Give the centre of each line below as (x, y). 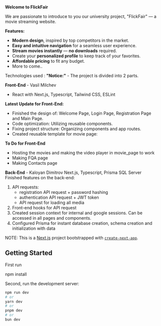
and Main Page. (28, 118)
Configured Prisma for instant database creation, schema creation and (82, 223)
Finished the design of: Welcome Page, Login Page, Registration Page (81, 113)
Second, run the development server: (42, 283)
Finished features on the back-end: (40, 178)
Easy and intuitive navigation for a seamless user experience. (74, 45)
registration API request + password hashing (64, 192)
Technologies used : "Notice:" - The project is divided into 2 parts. (72, 76)
